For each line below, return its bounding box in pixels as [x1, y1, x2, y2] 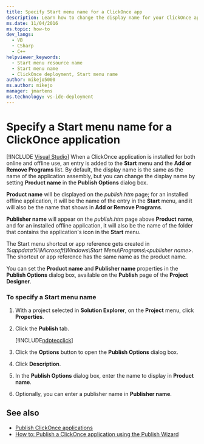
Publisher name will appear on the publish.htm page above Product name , [6, 215, 194, 223]
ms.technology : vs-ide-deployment [6, 94, 94, 100]
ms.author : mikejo [6, 83, 53, 89]
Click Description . [15, 360, 61, 367]
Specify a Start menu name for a [6, 120, 172, 134]
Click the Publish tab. [15, 325, 70, 332]
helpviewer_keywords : [6, 54, 61, 60]
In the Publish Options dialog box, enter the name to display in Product [15, 372, 194, 379]
